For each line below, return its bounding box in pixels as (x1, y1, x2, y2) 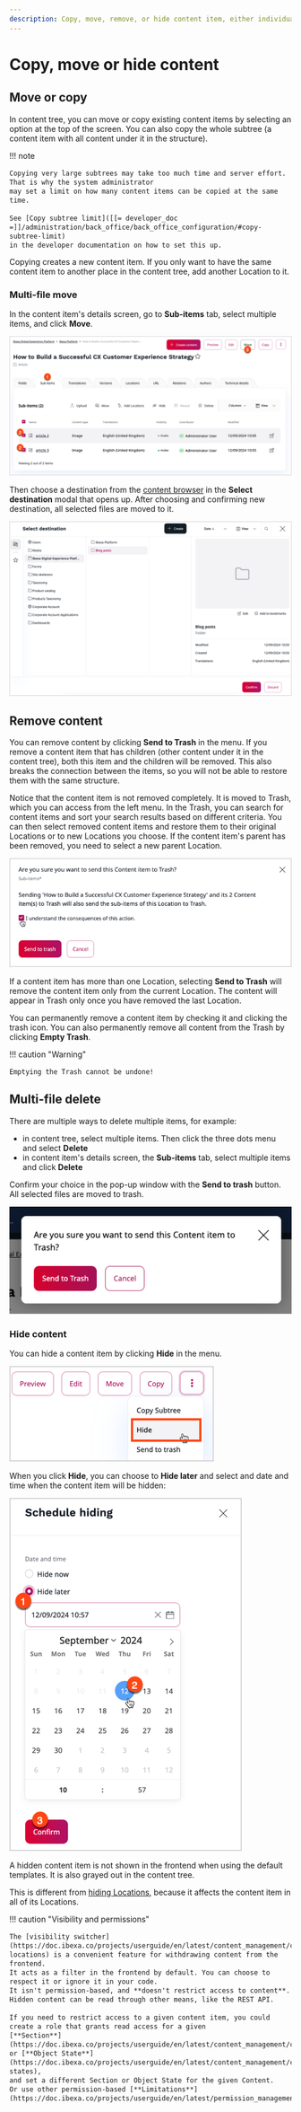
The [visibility (9, 1932, 70, 1941)
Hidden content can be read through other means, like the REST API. (9, 1995, 275, 2004)
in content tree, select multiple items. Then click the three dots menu (21, 1132, 276, 1144)
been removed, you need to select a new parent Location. (9, 840, 222, 851)
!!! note (9, 150, 36, 161)
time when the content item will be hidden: (9, 1480, 167, 1491)
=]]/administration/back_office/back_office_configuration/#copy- (9, 223, 262, 232)
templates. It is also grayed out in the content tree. (9, 1870, 195, 1880)
